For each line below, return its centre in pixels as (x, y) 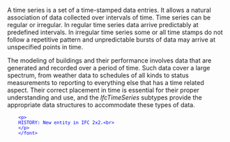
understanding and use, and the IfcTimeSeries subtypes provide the (105, 97)
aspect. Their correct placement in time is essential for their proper (103, 90)
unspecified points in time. (45, 47)
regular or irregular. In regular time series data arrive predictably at (103, 25)
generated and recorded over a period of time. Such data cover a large (109, 68)
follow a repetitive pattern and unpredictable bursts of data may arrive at (112, 40)
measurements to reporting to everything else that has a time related (106, 82)
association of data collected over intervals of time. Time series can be (109, 17)
